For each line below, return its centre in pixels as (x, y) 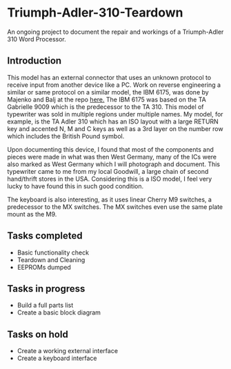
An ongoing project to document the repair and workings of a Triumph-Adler (115, 32)
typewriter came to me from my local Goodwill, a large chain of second (108, 171)
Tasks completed (45, 236)
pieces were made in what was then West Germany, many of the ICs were (112, 157)
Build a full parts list (45, 306)
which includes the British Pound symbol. (66, 136)
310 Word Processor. (37, 39)
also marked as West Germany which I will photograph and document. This (114, 164)
